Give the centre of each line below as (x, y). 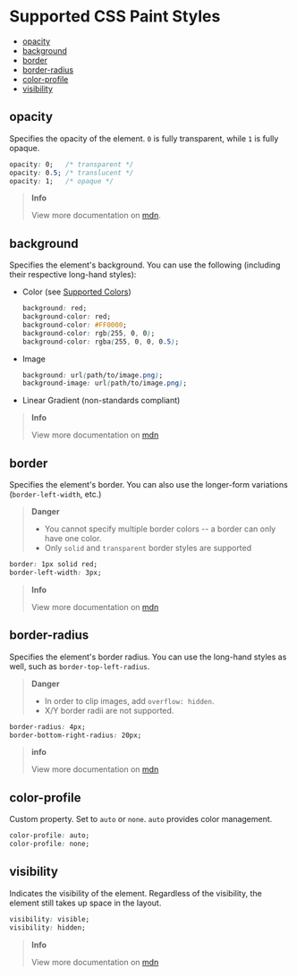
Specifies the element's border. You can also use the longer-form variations (148, 485)
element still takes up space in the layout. (85, 903)
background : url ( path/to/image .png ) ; (93, 375)
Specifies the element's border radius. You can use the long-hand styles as (148, 657)
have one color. (73, 539)
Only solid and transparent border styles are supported (148, 548)
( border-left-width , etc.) (55, 495)
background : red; (55, 309)
